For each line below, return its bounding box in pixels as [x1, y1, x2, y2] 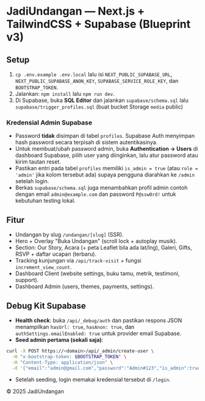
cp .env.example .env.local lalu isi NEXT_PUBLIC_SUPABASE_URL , [15, 71, 173, 78]
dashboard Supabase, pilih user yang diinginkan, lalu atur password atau [15, 151, 198, 159]
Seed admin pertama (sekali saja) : [15, 336, 104, 343]
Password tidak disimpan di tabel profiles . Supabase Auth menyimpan [15, 132, 195, 140]
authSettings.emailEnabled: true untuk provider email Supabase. [15, 330, 182, 337]
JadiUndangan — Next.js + [6, 4, 145, 18]
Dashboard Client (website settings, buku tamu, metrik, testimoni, [15, 270, 180, 277]
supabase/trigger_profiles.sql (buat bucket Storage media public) [15, 103, 184, 110]
